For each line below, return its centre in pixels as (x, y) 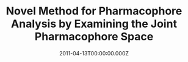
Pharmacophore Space (94, 37)
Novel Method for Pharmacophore (94, 11)
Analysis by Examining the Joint (94, 24)
